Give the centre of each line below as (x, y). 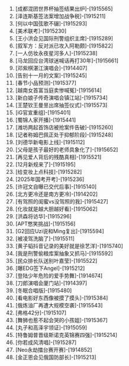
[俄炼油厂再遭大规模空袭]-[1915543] (59, 305)
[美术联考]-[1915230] (41, 31)
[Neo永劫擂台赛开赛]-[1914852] (54, 350)
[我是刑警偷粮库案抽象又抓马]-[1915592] (64, 253)
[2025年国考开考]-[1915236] (50, 179)
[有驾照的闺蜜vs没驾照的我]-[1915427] (62, 201)
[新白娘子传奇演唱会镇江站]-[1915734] (62, 98)
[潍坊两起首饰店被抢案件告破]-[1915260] (64, 127)
